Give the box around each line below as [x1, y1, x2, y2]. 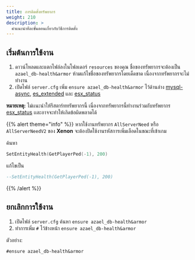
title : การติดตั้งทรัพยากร [6, 8, 55, 15]
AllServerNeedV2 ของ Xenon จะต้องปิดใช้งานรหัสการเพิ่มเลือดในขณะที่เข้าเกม [6, 128, 167, 135]
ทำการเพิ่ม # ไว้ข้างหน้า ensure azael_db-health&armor [14, 224, 136, 231]
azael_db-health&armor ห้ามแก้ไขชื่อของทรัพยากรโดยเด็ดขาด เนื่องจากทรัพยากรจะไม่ [14, 70, 190, 78]
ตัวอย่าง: [6, 236, 23, 243]
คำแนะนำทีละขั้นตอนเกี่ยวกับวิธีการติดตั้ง [11, 25, 78, 32]
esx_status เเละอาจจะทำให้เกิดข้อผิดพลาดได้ [6, 109, 97, 116]
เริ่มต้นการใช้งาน [6, 47, 54, 57]
